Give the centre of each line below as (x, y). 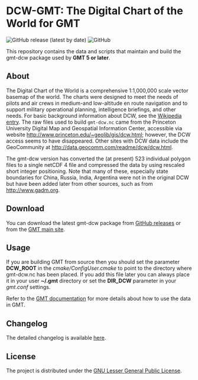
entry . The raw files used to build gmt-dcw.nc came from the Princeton (91, 122)
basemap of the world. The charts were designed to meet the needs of (92, 96)
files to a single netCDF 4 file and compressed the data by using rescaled (95, 165)
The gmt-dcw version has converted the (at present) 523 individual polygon (98, 159)
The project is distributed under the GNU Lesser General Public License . (94, 371)
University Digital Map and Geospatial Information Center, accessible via (94, 128)
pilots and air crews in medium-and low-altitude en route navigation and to (97, 103)
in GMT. (16, 305)
